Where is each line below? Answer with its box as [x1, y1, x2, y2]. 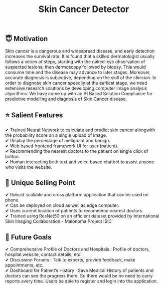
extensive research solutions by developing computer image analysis [5, 85, 147, 91]
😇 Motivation [5, 35, 48, 43]
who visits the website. [5, 164, 52, 170]
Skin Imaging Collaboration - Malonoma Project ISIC [5, 218, 112, 224]
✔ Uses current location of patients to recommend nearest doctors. [5, 208, 144, 214]
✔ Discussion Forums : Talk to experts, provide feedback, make [5, 257, 136, 263]
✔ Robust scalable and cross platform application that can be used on [5, 192, 149, 198]
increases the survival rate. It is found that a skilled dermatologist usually [5, 53, 155, 59]
